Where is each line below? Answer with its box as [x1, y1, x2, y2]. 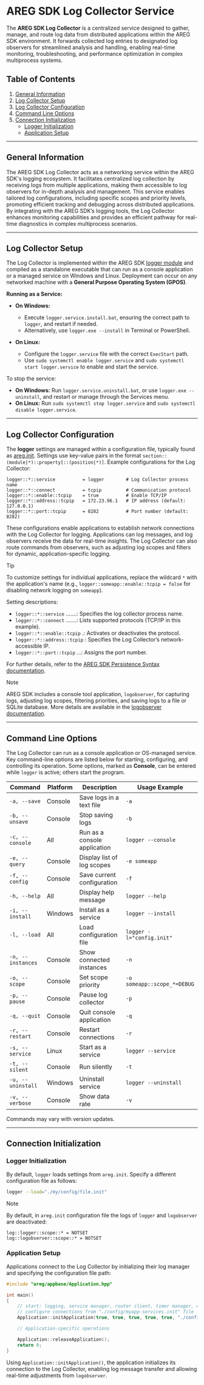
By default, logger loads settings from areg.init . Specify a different [6, 1170, 176, 1178]
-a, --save [9, 798, 41, 805]
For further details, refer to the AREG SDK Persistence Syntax [6, 660, 160, 668]
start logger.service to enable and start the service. [24, 363, 158, 371]
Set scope [79, 973, 108, 981]
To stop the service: [6, 375, 56, 382]
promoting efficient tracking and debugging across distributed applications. [6, 200, 195, 208]
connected [79, 956, 110, 964]
